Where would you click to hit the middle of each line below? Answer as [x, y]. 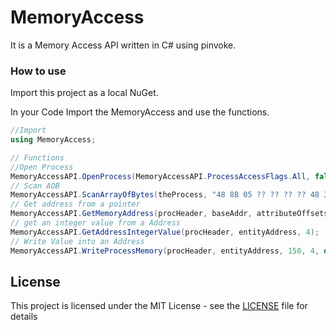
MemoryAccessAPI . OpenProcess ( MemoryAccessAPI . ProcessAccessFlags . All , [160, 176]
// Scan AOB [35, 186]
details [24, 317]
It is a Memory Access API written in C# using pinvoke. [123, 45]
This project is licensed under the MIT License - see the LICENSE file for [159, 306]
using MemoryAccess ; [53, 140]
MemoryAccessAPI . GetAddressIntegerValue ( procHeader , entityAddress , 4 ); [165, 232]
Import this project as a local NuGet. [84, 93]
